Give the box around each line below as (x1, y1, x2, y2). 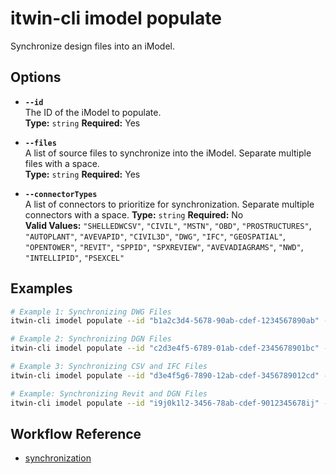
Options (10, 69, 62, 86)
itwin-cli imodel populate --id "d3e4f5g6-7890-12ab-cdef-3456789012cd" (10, 370, 320, 381)
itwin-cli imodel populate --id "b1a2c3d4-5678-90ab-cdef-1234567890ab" (10, 316, 320, 326)
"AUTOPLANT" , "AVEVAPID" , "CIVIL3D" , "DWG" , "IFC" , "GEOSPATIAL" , (24, 230, 287, 242)
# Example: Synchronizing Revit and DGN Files (10, 388, 208, 399)
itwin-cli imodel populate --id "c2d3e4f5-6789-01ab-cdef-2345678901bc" (10, 343, 320, 354)
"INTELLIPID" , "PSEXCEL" (24, 251, 125, 263)
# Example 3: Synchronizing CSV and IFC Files (10, 362, 208, 372)
